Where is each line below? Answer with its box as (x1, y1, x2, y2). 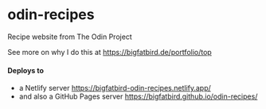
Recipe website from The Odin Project (7, 32, 132, 41)
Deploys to (7, 65, 45, 75)
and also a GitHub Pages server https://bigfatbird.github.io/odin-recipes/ (18, 91, 258, 101)
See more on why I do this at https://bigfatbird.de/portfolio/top (7, 47, 212, 56)
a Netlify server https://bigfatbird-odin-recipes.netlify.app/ (18, 84, 212, 93)
